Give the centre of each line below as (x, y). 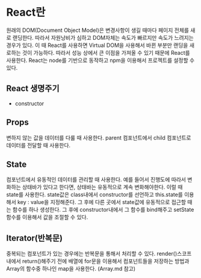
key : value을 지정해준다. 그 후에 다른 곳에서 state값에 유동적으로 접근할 (102, 202)
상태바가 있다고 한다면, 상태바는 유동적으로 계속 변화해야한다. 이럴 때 (102, 187)
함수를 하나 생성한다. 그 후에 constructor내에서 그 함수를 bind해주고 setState (103, 210)
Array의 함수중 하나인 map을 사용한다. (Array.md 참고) (71, 269)
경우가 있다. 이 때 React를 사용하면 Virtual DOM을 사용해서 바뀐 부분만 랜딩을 (97, 45)
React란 (26, 12)
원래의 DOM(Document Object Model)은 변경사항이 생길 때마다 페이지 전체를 (98, 30)
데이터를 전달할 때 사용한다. (39, 145)
